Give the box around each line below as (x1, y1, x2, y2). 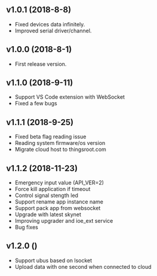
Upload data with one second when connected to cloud (14, 263, 152, 270)
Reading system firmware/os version (14, 139, 106, 147)
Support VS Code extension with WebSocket (14, 93, 125, 101)
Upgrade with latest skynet (14, 211, 82, 218)
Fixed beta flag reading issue (14, 133, 87, 140)
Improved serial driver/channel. (14, 27, 92, 34)
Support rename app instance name (14, 198, 103, 205)
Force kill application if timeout (14, 186, 91, 193)
